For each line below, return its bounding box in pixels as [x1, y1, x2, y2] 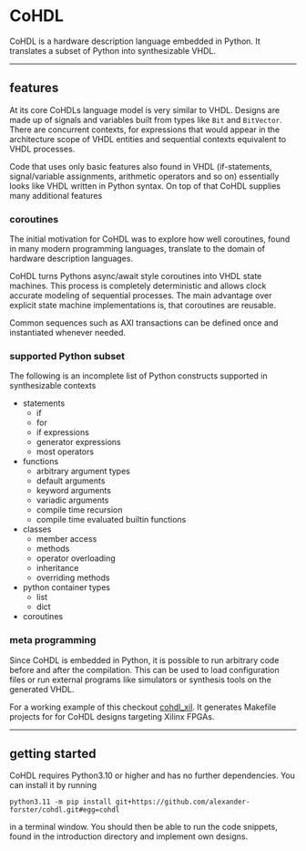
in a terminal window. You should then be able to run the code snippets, [9, 822, 278, 833]
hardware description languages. [9, 253, 134, 265]
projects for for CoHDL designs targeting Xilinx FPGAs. [9, 711, 215, 721]
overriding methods [36, 572, 111, 584]
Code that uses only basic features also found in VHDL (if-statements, [9, 161, 272, 171]
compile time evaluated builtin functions [36, 514, 187, 525]
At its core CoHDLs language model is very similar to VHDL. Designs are [9, 104, 280, 115]
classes [22, 524, 52, 534]
